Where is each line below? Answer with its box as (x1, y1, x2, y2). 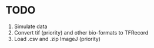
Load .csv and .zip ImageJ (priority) (14, 35, 101, 42)
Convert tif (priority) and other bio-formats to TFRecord (14, 29, 149, 36)
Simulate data (14, 23, 48, 30)
